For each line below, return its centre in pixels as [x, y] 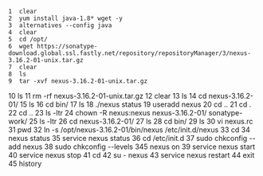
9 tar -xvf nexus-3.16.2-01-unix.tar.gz [78, 81]
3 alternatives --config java [60, 25]
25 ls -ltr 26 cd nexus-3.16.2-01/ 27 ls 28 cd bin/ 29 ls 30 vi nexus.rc [141, 121]
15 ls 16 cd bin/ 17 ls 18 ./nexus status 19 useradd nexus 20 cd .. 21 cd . [135, 104]
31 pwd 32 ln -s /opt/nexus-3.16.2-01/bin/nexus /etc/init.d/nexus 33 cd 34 [130, 130]
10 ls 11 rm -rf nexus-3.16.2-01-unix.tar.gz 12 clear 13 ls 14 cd [108, 96]
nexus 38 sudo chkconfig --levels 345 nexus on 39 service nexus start [139, 147]
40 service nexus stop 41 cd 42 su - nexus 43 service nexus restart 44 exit [131, 155]
